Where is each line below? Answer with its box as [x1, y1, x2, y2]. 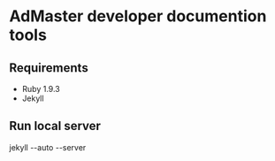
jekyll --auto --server [9, 142, 87, 152]
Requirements [9, 60, 88, 75]
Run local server [9, 119, 102, 134]
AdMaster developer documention [9, 6, 267, 27]
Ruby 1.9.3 [21, 84, 60, 94]
